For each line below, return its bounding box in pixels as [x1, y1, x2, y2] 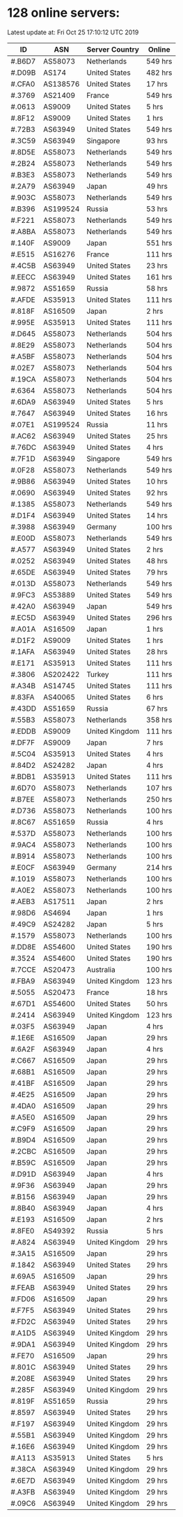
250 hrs [145, 794, 173, 804]
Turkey [86, 669, 109, 679]
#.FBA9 [10, 976, 35, 986]
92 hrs [145, 488, 168, 498]
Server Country [86, 44, 139, 54]
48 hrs [145, 556, 168, 565]
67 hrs [145, 704, 168, 713]
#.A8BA [10, 226, 36, 236]
